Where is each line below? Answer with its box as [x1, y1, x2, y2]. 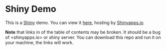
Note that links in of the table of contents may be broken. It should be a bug [5, 29, 161, 35]
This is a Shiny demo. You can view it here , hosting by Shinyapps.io [5, 20, 144, 25]
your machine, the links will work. [5, 39, 74, 45]
